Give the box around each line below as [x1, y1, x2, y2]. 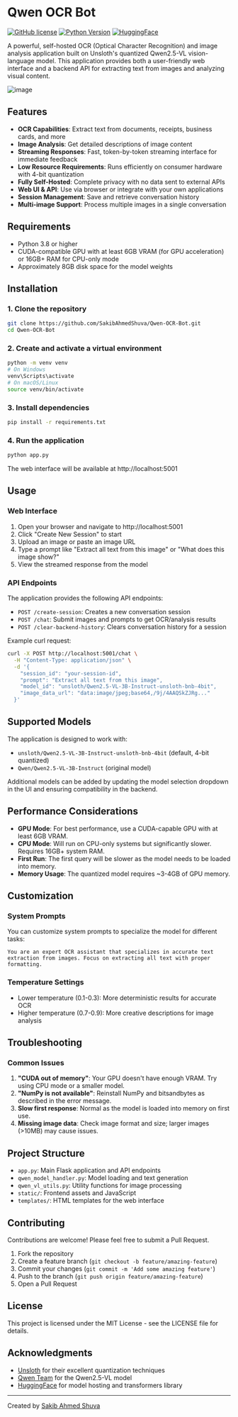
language [7, 56, 35, 65]
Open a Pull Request [17, 1279, 78, 1288]
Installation [7, 282, 58, 294]
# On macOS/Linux [7, 379, 59, 387]
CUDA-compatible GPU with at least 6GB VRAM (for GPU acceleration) [17, 247, 225, 255]
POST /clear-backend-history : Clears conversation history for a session [17, 623, 227, 631]
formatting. [7, 961, 42, 968]
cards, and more [17, 132, 66, 140]
